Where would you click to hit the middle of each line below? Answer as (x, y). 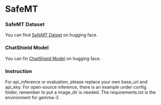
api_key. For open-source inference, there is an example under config (76, 87)
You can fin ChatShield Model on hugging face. (53, 58)
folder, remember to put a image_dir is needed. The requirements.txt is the (80, 92)
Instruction (19, 71)
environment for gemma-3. (32, 98)
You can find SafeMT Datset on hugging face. (51, 35)
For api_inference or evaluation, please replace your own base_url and (76, 82)
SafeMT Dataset (25, 25)
